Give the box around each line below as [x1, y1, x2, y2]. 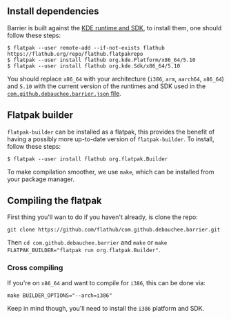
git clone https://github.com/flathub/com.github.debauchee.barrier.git [7, 227, 221, 234]
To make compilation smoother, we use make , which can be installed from [7, 167, 214, 176]
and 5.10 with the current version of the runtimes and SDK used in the [7, 82, 206, 90]
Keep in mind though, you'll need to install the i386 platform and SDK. [7, 304, 205, 312]
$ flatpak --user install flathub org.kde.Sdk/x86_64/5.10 [7, 62, 181, 70]
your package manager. [7, 175, 74, 183]
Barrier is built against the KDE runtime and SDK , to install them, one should [7, 23, 222, 32]
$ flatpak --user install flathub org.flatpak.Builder [7, 155, 168, 163]
